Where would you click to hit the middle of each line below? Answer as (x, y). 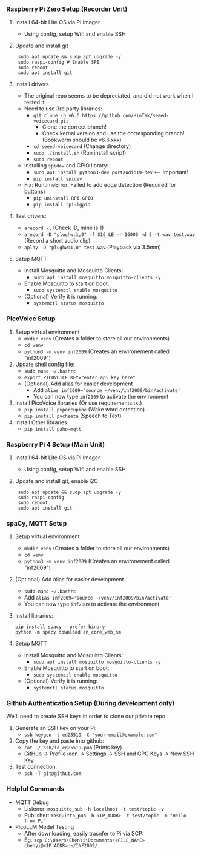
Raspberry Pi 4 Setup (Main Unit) (55, 444)
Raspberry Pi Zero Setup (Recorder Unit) (67, 9)
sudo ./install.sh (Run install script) (80, 153)
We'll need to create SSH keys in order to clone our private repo (86, 716)
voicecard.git (51, 121)
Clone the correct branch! (74, 127)
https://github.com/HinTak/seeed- (126, 116)
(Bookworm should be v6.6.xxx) (82, 140)
